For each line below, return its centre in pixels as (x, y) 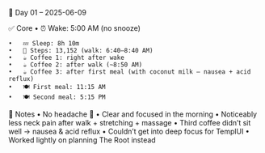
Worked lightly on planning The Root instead (82, 140)
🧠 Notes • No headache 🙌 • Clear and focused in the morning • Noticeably (132, 114)
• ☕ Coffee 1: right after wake (67, 57)
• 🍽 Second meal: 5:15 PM (57, 97)
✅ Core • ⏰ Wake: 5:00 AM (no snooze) (75, 28)
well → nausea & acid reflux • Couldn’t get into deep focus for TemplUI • (129, 131)
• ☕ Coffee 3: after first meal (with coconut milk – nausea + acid (130, 72)
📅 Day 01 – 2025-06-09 (48, 13)
